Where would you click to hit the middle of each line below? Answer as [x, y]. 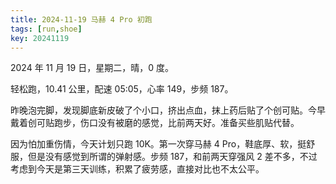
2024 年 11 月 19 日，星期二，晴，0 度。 [92, 68]
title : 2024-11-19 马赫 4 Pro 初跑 [81, 19]
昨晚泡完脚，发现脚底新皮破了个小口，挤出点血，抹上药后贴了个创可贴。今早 [168, 110]
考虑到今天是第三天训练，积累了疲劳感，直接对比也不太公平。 [137, 169]
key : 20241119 [40, 38]
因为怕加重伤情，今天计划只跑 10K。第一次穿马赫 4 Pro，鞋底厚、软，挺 [158, 144]
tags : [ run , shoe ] [46, 29]
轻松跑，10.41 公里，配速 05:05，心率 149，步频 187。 [122, 89]
